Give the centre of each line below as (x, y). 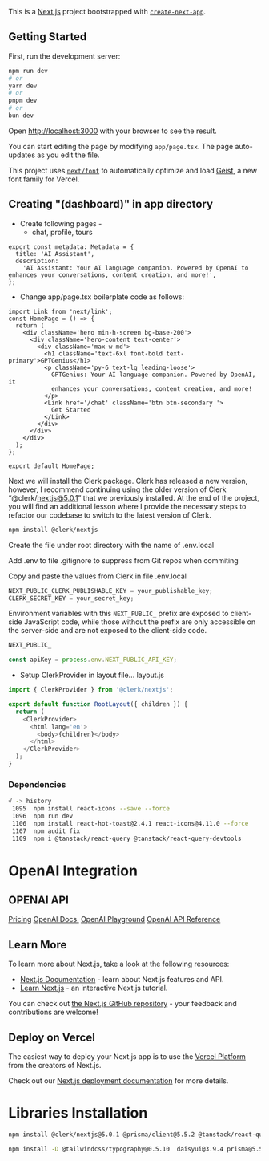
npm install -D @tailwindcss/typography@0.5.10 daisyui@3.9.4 (116, 1149)
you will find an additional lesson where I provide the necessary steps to (127, 506)
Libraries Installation (78, 1113)
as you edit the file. (68, 155)
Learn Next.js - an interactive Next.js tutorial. (94, 988)
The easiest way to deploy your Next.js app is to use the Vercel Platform (127, 1057)
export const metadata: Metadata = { (71, 247)
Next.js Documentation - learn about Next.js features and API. (122, 980)
